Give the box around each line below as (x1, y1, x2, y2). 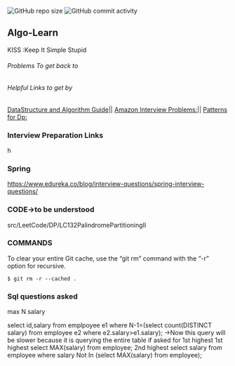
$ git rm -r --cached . (7, 275, 77, 282)
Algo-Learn (7, 27, 58, 39)
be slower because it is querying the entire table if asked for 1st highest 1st (7, 336, 223, 344)
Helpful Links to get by (7, 84, 73, 92)
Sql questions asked (7, 292, 79, 301)
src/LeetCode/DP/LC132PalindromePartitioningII (7, 221, 147, 229)
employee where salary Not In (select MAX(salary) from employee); (7, 351, 202, 360)
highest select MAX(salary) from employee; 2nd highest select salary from (7, 344, 222, 352)
